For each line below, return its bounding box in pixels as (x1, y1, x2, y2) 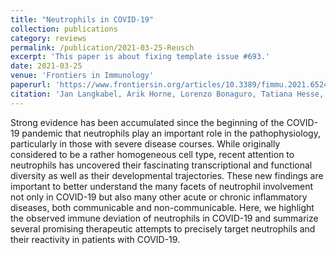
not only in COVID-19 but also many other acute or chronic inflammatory (10, 191, 308, 203)
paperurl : (10, 80, 52, 90)
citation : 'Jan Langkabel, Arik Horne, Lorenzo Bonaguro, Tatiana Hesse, (10, 89, 325, 99)
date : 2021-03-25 (10, 61, 83, 71)
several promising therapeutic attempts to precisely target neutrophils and (10, 222, 316, 235)
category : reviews (10, 33, 87, 43)
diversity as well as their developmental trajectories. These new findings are (10, 169, 324, 181)
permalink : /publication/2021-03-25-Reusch (10, 42, 195, 53)
